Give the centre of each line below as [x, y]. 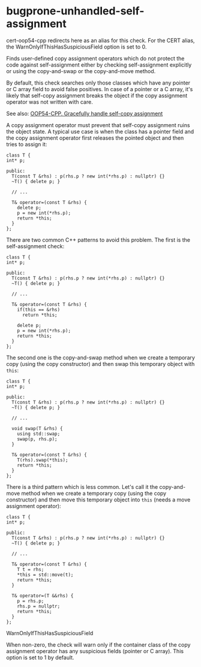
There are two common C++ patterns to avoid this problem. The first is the [98, 240]
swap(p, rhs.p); [37, 439]
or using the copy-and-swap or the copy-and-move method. [81, 71]
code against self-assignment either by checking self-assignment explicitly [99, 65]
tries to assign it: [27, 144]
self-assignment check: [35, 246]
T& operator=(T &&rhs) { [43, 596]
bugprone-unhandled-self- [75, 11]
